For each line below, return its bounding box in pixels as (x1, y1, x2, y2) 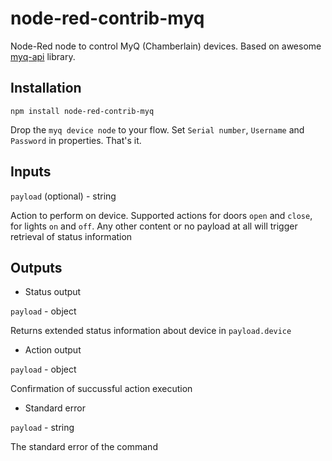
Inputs (10, 163, 52, 181)
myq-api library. (10, 50, 76, 62)
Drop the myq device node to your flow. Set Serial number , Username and (10, 123, 305, 136)
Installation (10, 80, 82, 97)
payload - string (10, 422, 75, 434)
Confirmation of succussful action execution (10, 383, 193, 395)
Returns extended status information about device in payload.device (10, 325, 292, 337)
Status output (24, 286, 82, 298)
